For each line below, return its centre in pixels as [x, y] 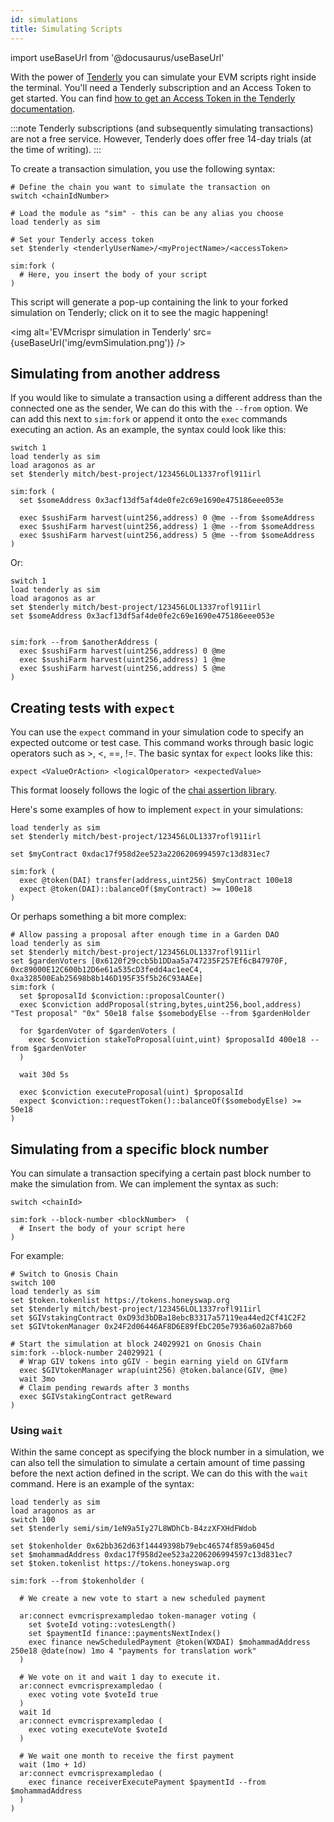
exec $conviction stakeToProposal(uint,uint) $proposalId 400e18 [167, 1040]
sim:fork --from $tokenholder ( [77, 1581]
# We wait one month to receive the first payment [127, 1756]
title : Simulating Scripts [66, 29]
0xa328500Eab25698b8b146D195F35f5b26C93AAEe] [106, 979]
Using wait [36, 1430]
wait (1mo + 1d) [53, 1765]
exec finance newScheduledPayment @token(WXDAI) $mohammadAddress [169, 1642]
